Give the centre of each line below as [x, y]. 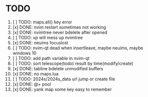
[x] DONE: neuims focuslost [40, 42]
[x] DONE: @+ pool [32, 84]
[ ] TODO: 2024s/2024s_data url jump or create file [64, 79]
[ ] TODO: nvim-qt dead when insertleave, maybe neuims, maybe [78, 48]
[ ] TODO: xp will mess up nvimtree [48, 38]
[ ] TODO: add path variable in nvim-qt [51, 58]
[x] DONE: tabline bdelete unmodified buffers [58, 68]
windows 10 [24, 53]
